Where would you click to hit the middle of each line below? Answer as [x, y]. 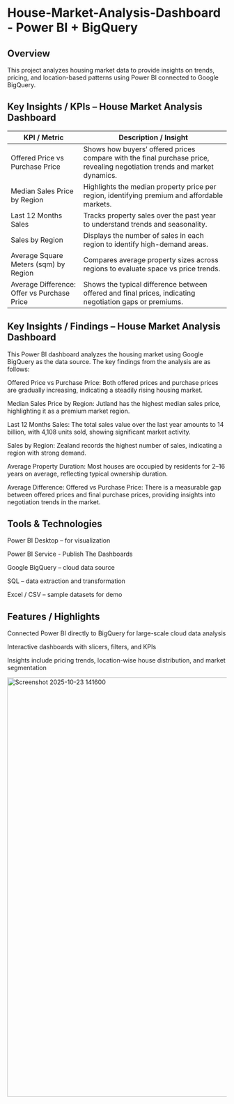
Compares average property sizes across [151, 259]
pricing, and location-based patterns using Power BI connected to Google [113, 77]
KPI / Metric [44, 137]
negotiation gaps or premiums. [133, 301]
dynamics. [100, 175]
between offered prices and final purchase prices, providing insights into [111, 494]
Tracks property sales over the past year [149, 215]
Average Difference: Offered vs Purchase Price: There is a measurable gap [114, 487]
